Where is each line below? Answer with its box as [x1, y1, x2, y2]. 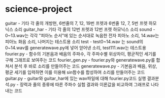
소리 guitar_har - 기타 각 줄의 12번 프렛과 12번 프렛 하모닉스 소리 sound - [14, 26, 156, 32]
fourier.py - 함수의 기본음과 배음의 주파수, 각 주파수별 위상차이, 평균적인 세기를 [5, 50, 157, 57]
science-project [5, 3, 72, 15]
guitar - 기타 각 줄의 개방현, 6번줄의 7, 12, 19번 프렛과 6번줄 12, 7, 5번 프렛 [5, 20, 148, 26]
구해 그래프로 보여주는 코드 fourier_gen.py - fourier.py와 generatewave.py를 [5, 57, 155, 63]
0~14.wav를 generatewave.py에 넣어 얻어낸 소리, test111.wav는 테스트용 [5, 45, 146, 50]
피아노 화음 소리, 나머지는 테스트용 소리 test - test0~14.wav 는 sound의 [5, 38, 143, 45]
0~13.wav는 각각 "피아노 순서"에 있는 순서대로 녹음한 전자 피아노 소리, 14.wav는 [5, 32, 159, 38]
